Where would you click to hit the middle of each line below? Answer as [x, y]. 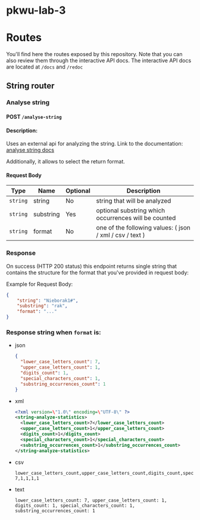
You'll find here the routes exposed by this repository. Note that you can [94, 54]
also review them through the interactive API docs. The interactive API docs [99, 61]
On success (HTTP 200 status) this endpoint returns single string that [92, 266]
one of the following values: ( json [143, 228]
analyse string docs [30, 150]
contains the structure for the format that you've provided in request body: [98, 273]
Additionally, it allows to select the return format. [65, 162]
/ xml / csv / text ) [121, 235]
